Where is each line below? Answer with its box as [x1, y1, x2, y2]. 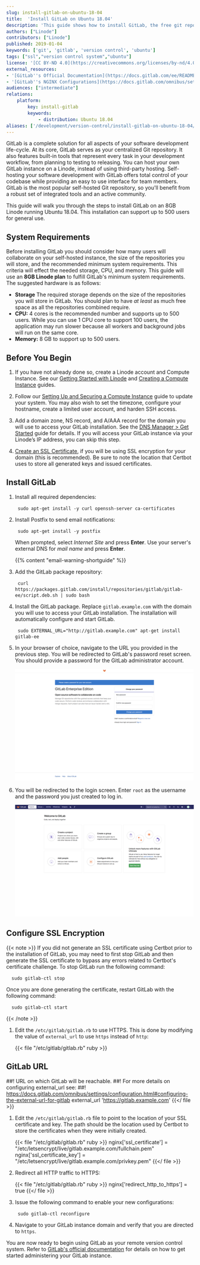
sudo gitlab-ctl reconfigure [17, 1211, 90, 1217]
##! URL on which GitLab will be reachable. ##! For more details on [6, 1077, 171, 1084]
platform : [17, 98, 42, 104]
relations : [6, 91, 33, 98]
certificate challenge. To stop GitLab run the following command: [6, 963, 165, 970]
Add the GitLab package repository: [14, 568, 103, 575]
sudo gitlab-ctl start [11, 1004, 68, 1010]
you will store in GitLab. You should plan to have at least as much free [14, 297, 186, 305]
